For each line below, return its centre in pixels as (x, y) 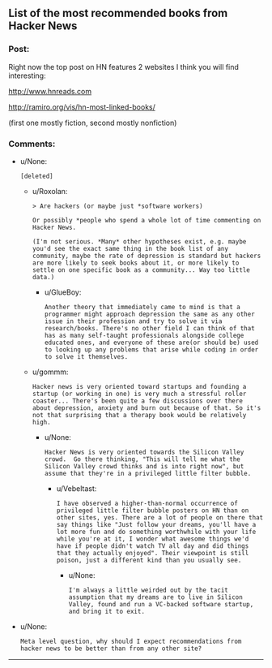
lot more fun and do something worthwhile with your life (156, 532)
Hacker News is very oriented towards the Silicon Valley (144, 452)
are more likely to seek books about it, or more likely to (136, 263)
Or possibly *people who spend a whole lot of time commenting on (147, 220)
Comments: (32, 144)
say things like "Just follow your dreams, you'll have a (156, 524)
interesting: (27, 75)
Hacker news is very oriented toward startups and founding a (139, 386)
